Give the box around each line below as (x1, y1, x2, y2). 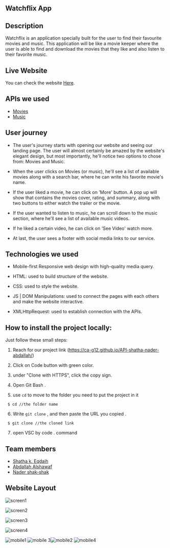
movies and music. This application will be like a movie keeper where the (5, 40, 159, 47)
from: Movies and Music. (12, 158, 65, 164)
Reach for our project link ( (12, 347, 69, 353)
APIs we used (5, 95, 50, 103)
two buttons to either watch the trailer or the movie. (12, 200, 121, 206)
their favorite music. (5, 51, 47, 58)
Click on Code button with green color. (12, 362, 94, 368)
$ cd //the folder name (7, 402, 58, 407)
